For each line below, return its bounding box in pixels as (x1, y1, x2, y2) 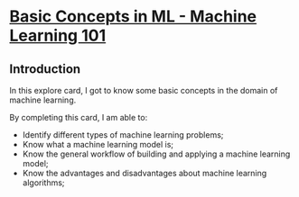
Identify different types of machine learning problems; (22, 130, 224, 140)
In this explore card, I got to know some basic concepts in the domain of (9, 85, 278, 95)
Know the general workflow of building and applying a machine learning (22, 148, 291, 159)
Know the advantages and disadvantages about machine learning (22, 168, 267, 178)
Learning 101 (9, 25, 107, 46)
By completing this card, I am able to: (9, 112, 148, 122)
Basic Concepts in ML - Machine (9, 6, 257, 27)
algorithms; (22, 177, 65, 188)
